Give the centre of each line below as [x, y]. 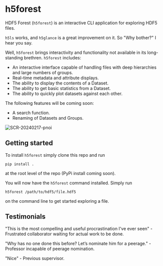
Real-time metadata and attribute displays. [55, 78]
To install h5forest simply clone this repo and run [55, 155]
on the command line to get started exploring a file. [57, 201]
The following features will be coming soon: [50, 103]
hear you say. [19, 43]
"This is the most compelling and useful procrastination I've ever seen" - [79, 228]
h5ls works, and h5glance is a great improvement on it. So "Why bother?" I [81, 38]
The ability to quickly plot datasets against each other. [67, 93]
